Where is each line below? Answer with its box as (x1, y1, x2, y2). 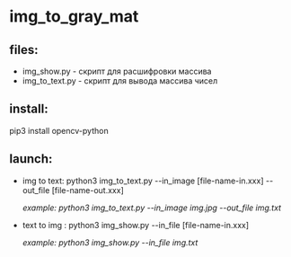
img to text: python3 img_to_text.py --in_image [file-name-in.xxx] (22, 175, 264, 186)
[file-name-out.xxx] (51, 184, 124, 195)
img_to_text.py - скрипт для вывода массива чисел (22, 75, 218, 86)
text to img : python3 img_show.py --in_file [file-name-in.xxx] (22, 219, 250, 230)
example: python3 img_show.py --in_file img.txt (22, 236, 198, 248)
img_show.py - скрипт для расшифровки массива (22, 66, 212, 76)
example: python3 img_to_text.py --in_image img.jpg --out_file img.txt (22, 202, 281, 213)
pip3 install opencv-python (9, 125, 110, 136)
